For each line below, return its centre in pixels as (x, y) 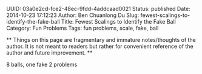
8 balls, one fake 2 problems (42, 64)
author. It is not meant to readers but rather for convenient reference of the (100, 46)
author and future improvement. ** (49, 53)
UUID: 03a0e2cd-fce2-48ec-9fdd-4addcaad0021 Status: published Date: (98, 9)
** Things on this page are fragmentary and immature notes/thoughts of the (101, 40)
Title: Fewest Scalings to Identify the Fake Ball (118, 22)
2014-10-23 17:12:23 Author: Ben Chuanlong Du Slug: (73, 15)
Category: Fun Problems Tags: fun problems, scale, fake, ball (82, 28)
